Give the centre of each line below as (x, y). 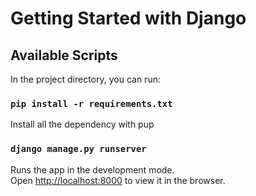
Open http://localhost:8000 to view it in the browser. (118, 180)
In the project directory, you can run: (85, 79)
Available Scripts (64, 55)
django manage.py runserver (78, 149)
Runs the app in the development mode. (92, 169)
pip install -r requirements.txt (91, 103)
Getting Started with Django (128, 18)
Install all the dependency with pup (82, 124)
